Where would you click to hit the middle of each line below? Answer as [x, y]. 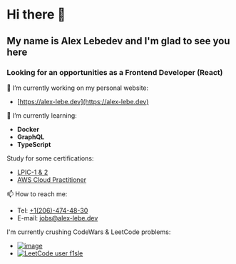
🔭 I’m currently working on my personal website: [78, 88]
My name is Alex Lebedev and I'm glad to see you [118, 41]
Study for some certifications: [50, 158]
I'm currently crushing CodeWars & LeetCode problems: [89, 232]
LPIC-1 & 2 [32, 172]
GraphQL [31, 137]
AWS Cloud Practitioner [52, 179]
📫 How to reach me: [37, 194]
